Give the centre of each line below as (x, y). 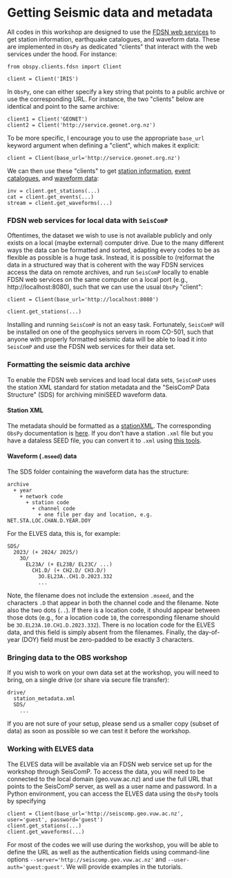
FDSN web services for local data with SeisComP (88, 220)
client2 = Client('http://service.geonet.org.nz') (81, 125)
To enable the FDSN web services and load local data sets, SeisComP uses (112, 379)
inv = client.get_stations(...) (54, 191)
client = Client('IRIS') (43, 79)
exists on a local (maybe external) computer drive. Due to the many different (116, 243)
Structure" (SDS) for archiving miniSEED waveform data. (87, 394)
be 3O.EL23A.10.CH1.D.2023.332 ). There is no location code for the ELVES (111, 625)
